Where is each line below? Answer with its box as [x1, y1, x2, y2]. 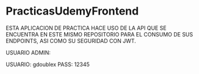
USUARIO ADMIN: [5, 49, 51, 56]
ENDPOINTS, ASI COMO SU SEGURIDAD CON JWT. [5, 37, 137, 44]
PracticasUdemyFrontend [5, 4, 139, 18]
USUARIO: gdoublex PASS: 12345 [5, 61, 90, 68]
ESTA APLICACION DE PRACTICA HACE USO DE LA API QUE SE [5, 24, 167, 32]
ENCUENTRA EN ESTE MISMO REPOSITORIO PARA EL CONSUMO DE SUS [5, 30, 194, 38]
